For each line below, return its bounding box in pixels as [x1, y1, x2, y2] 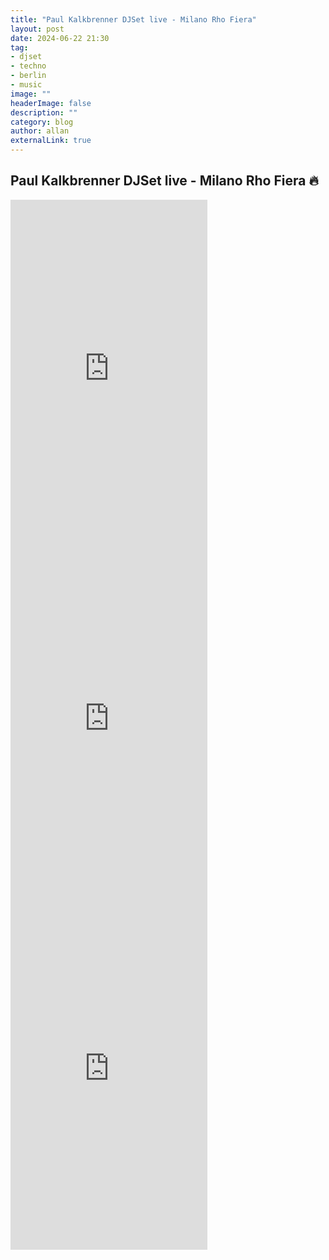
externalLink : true [10, 136, 92, 146]
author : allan [10, 126, 70, 136]
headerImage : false [10, 98, 92, 108]
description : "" [10, 107, 78, 118]
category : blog [10, 117, 74, 127]
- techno [10, 61, 47, 71]
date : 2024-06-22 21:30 [10, 33, 110, 43]
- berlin [10, 71, 47, 81]
